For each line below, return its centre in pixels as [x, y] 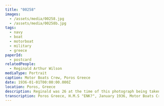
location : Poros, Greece [30, 87]
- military [20, 46]
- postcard [20, 60]
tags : [10, 28]
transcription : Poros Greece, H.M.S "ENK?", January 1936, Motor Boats [79, 96]
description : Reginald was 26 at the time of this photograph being [76, 91]
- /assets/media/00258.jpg [37, 19]
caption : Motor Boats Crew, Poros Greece [48, 78]
